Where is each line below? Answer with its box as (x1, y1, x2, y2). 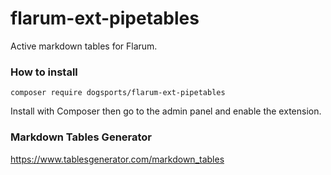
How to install (10, 65, 78, 79)
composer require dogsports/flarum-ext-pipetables (10, 88, 226, 98)
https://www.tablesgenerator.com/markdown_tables (10, 153, 225, 165)
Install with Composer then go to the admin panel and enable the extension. (10, 105, 322, 117)
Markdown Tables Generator (10, 130, 153, 144)
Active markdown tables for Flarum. (10, 40, 158, 52)
